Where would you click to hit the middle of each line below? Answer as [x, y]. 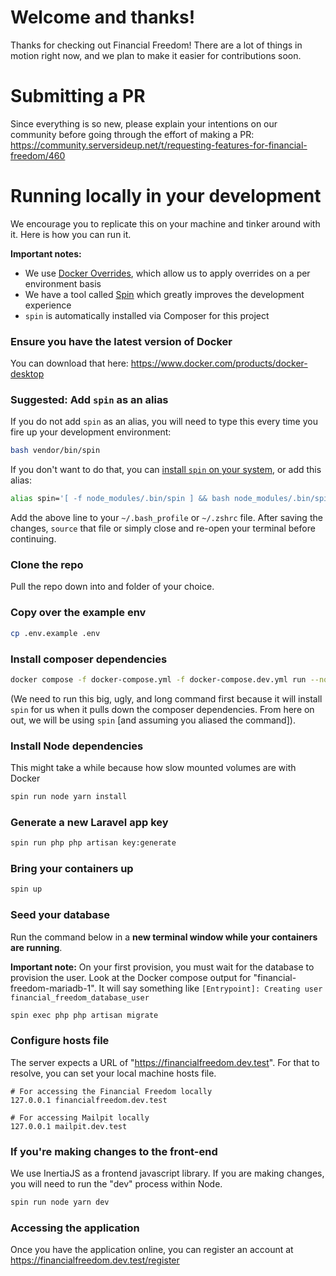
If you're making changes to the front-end [114, 1151]
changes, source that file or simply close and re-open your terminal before [163, 528]
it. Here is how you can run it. [71, 234]
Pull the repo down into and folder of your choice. [112, 587]
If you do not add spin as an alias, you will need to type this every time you [164, 422]
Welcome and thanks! [103, 17]
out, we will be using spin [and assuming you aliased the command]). [153, 720]
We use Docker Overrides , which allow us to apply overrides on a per [167, 273]
